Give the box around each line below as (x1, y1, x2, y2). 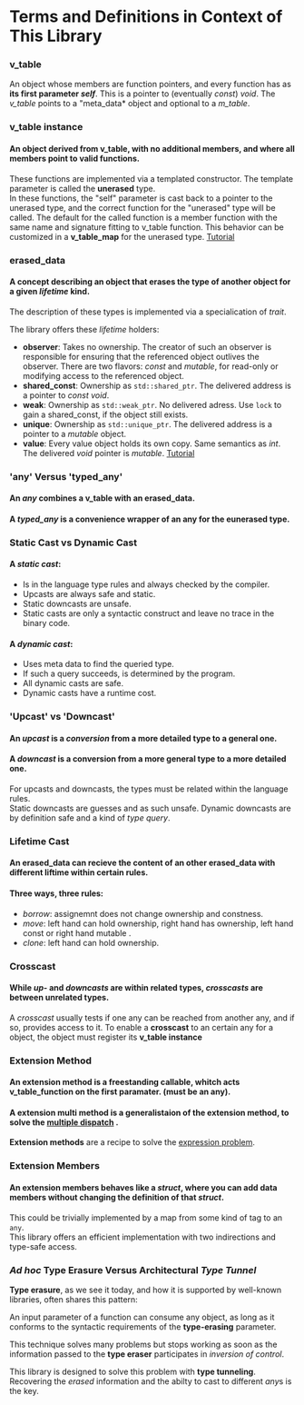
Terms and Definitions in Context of (9, 6, 283, 27)
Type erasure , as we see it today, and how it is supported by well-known (9, 1284, 282, 1295)
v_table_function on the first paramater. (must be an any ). (9, 1086, 231, 1097)
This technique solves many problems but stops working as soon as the (9, 1339, 278, 1350)
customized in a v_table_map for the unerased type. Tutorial (9, 231, 235, 242)
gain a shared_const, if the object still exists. (22, 409, 189, 420)
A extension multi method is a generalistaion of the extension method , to (9, 1107, 289, 1118)
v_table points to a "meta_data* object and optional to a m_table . (9, 98, 250, 109)
